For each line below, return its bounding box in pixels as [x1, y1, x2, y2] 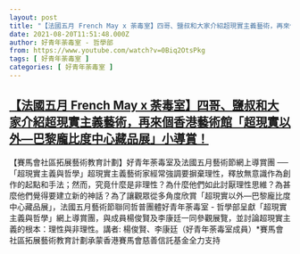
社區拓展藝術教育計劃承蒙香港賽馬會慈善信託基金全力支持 [9, 234, 221, 245]
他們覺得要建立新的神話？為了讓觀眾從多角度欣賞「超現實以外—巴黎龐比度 [16, 190, 291, 201]
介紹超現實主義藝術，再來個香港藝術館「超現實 [21, 115, 279, 130]
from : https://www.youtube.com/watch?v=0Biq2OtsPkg [9, 46, 205, 55]
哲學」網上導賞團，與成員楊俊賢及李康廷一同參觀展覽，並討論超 [32, 212, 268, 223]
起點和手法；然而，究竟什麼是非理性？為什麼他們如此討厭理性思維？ [24, 179, 275, 190]
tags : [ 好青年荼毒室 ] [9, 54, 89, 63]
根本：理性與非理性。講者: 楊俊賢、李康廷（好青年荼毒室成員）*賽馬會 [24, 224, 284, 234]
